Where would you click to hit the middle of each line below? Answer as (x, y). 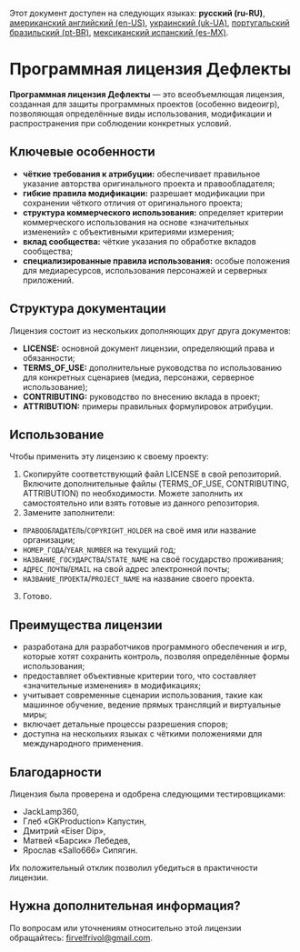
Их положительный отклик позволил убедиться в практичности (134, 868)
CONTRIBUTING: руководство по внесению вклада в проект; (141, 396)
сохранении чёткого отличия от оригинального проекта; (133, 203)
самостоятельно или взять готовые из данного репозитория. (141, 503)
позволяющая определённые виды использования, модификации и (141, 114)
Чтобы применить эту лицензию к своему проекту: (109, 456)
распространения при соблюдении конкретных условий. (120, 123)
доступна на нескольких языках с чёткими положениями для (142, 734)
